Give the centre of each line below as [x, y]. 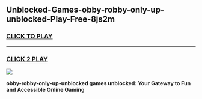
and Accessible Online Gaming [45, 89]
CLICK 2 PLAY [27, 59]
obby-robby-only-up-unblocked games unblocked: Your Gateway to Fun [99, 83]
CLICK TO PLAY [29, 37]
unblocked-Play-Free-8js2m [61, 19]
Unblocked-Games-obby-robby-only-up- [85, 10]
